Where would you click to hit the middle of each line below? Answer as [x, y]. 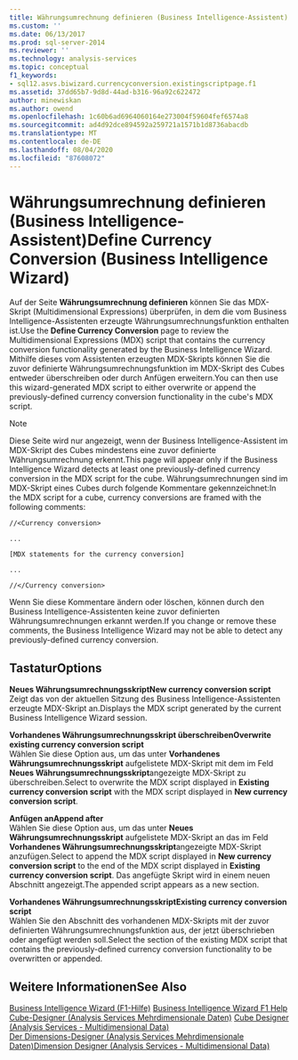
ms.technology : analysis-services [73, 59]
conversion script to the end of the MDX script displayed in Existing [135, 866]
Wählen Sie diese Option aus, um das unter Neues [101, 828]
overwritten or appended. [56, 959]
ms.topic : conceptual [49, 68]
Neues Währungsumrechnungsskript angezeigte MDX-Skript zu [128, 773]
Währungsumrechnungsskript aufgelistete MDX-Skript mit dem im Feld [141, 764]
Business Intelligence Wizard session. [79, 718]
